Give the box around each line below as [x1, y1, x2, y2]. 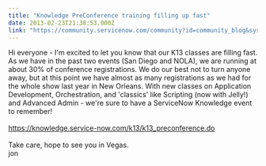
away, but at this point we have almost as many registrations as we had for [8, 73, 252, 83]
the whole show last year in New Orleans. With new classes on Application [8, 81, 252, 91]
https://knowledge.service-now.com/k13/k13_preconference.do [8, 123, 215, 133]
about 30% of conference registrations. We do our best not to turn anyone [8, 65, 251, 74]
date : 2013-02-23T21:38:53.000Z [8, 19, 115, 27]
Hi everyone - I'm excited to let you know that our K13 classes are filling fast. [8, 48, 258, 58]
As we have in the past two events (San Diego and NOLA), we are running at [8, 56, 257, 66]
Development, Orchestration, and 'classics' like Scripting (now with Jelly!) [8, 90, 249, 100]
